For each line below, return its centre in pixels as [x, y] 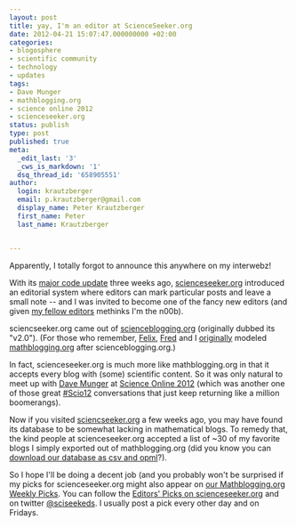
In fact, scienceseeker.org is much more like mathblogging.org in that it [139, 364]
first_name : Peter [52, 216]
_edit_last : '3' [47, 158]
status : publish [39, 126]
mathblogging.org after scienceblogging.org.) [92, 347]
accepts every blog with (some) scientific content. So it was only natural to [146, 374]
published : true [39, 142]
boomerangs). [35, 402]
